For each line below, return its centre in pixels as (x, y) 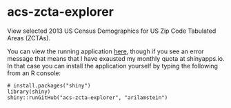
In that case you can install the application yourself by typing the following (113, 66)
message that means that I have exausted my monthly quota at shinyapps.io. (116, 58)
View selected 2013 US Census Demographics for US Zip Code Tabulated (112, 31)
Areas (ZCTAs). (29, 38)
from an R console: (34, 73)
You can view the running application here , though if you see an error (106, 51)
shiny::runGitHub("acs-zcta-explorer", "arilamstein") (88, 97)
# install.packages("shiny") (49, 85)
